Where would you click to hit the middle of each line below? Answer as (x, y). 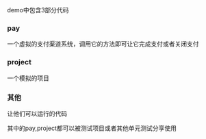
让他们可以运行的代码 (37, 113)
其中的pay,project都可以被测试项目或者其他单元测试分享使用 (92, 128)
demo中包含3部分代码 (38, 10)
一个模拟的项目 (28, 78)
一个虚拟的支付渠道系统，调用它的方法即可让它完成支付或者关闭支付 (103, 44)
